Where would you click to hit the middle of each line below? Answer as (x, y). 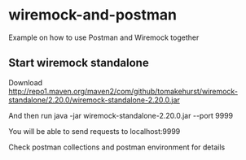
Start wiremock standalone (79, 63)
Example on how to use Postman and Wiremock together (104, 37)
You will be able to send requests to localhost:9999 (94, 131)
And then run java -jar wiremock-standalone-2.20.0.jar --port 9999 (121, 115)
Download (26, 82)
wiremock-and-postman (93, 15)
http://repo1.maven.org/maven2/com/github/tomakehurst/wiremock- (123, 91)
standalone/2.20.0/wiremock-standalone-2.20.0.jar (94, 100)
